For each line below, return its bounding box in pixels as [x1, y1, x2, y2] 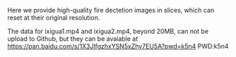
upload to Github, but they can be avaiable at [7, 34, 138, 43]
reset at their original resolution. [7, 13, 100, 22]
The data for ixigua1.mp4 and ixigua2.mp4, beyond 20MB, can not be [7, 27, 209, 35]
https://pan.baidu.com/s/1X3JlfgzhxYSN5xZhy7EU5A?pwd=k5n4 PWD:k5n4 [7, 42, 229, 50]
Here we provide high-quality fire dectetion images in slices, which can [7, 6, 214, 14]
